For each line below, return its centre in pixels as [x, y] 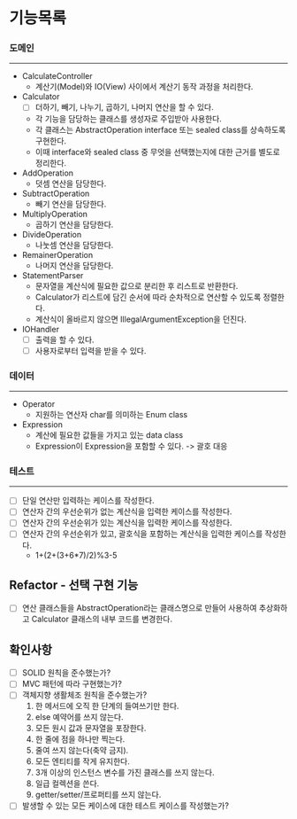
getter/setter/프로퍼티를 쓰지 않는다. [98, 795]
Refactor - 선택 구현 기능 [74, 585]
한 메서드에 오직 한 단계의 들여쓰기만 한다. [107, 706]
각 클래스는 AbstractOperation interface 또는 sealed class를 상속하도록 [160, 129]
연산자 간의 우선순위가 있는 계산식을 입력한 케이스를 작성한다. [127, 523]
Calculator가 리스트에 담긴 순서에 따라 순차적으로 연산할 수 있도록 [148, 297]
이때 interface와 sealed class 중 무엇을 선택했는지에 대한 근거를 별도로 [157, 152]
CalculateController [57, 76]
